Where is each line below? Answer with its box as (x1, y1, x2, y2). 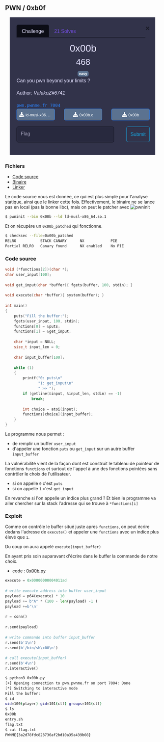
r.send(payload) (5, 625, 38, 630)
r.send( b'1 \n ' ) (5, 640, 36, 645)
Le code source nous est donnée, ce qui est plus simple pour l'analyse (5, 194, 148, 200)
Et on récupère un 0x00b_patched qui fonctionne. (5, 223, 103, 229)
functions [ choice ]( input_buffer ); (23, 412, 93, 417)
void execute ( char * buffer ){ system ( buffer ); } (5, 293, 105, 298)
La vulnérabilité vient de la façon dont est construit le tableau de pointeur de (5, 461, 160, 467)
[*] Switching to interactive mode (5, 686, 78, 691)
